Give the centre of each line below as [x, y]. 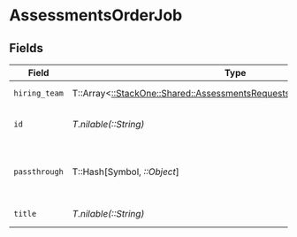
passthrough [39, 172]
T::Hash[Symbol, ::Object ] [126, 172]
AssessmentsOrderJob [96, 15]
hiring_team [39, 93]
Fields [27, 48]
